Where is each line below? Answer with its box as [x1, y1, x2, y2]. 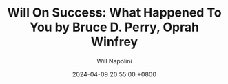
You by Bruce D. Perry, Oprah [29, 19, 200, 35]
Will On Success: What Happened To [7, 5, 222, 21]
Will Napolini [96, 56, 132, 65]
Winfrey [90, 34, 138, 50]
